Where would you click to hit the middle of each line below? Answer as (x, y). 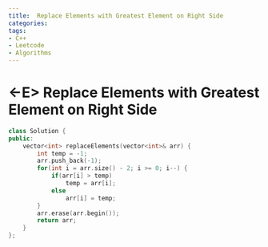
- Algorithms (30, 53)
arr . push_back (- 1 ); (70, 161)
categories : (28, 23)
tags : (17, 30)
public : (21, 138)
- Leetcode (26, 46)
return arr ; (57, 221)
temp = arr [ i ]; (90, 184)
